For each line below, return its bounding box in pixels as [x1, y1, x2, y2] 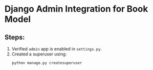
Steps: [4, 33, 25, 41]
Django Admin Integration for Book [4, 3, 148, 15]
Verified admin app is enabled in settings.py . [11, 46, 102, 52]
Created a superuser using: [11, 51, 67, 57]
